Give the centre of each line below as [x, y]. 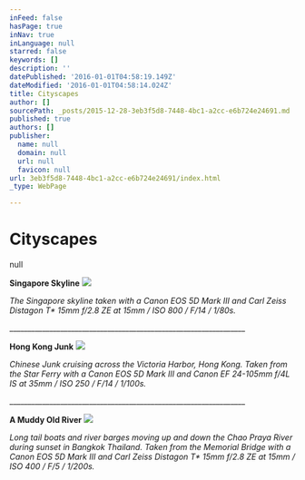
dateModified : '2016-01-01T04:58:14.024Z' [91, 85]
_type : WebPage [38, 187]
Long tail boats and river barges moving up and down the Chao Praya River [151, 437]
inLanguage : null [42, 43]
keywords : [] [34, 60]
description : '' [40, 69]
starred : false [38, 52]
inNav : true [32, 34]
